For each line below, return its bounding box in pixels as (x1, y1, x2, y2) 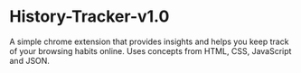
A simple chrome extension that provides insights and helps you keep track (9, 36, 289, 47)
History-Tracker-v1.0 (9, 6, 170, 27)
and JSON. (9, 55, 50, 66)
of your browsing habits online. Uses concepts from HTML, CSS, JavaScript (9, 45, 292, 56)
